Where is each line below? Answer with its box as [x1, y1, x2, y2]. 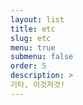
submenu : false [10, 52, 74, 62]
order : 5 [10, 61, 47, 71]
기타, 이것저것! [10, 80, 66, 90]
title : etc [10, 24, 56, 34]
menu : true [10, 42, 56, 53]
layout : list [10, 14, 65, 25]
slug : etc [10, 33, 52, 43]
